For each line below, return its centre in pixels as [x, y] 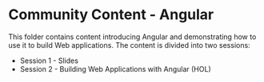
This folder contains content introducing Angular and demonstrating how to [132, 37]
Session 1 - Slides [49, 61]
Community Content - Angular [111, 15]
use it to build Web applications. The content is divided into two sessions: [129, 45]
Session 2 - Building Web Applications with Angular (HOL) [115, 68]
